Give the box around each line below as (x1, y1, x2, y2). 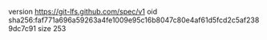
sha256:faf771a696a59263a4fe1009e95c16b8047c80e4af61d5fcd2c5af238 (8, 15, 260, 25)
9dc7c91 (8, 24, 36, 33)
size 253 (37, 24, 67, 33)
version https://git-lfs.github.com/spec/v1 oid (8, 7, 158, 16)
